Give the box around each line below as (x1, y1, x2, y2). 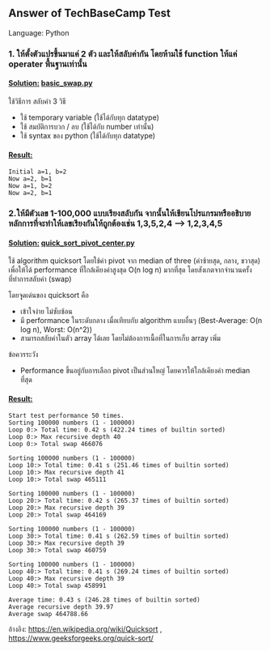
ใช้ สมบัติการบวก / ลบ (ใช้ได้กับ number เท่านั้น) (19, 121, 154, 131)
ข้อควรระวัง (8, 350, 39, 360)
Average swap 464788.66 (8, 611, 89, 619)
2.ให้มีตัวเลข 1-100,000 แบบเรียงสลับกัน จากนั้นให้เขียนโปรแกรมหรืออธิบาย (8, 208, 251, 219)
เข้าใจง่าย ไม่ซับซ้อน (19, 307, 73, 317)
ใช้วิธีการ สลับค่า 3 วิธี (8, 96, 66, 106)
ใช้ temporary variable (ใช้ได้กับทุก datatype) (19, 113, 160, 122)
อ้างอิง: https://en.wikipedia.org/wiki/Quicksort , (8, 624, 162, 634)
